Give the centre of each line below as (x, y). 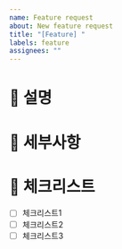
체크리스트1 (42, 213)
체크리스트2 (43, 224)
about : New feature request (61, 26)
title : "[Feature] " (48, 34)
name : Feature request (51, 17)
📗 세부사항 (45, 142)
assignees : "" (36, 51)
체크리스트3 (43, 236)
